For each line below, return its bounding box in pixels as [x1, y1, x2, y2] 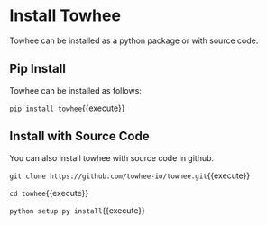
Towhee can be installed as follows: [9, 85, 143, 95]
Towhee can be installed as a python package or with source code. [9, 35, 259, 46]
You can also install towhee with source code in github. [9, 152, 215, 163]
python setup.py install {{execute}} [9, 204, 146, 216]
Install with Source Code [9, 129, 151, 144]
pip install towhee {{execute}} [9, 103, 125, 113]
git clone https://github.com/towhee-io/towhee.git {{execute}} [9, 170, 251, 181]
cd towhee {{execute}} [9, 187, 89, 198]
